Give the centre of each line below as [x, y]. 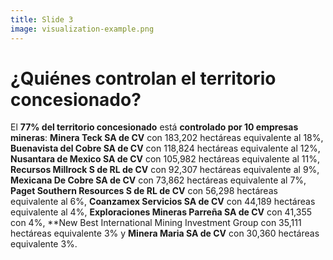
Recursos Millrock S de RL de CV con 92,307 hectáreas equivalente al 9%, [165, 170]
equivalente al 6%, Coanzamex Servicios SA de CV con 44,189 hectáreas [163, 202]
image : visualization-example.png [82, 29]
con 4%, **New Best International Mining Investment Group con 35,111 [156, 223]
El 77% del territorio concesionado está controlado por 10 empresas [154, 127]
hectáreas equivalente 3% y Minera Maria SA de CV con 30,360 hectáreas [165, 233]
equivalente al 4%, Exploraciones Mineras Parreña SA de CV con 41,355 [161, 212]
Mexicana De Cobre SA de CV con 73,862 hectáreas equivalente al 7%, [158, 180]
